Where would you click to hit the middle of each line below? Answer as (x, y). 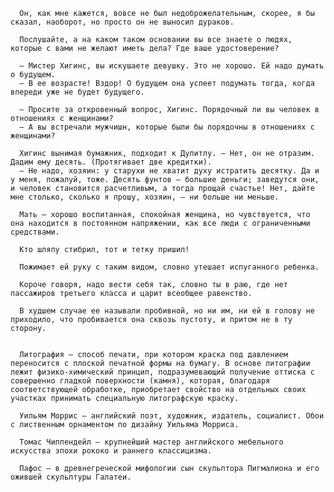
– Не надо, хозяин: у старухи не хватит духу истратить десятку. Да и (169, 171)
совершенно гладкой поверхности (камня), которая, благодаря (140, 381)
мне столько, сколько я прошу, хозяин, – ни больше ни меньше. (145, 197)
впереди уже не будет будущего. (77, 92)
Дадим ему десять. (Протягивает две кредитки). (111, 162)
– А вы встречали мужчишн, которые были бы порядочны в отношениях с (167, 127)
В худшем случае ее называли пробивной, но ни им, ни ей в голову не (167, 311)
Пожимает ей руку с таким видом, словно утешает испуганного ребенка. (169, 267)
